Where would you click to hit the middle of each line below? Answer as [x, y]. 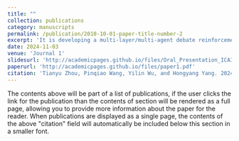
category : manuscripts [41, 27]
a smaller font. [28, 131]
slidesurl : [23, 60]
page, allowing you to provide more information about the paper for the [111, 108]
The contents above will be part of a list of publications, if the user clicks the [119, 94]
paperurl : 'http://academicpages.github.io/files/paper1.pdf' [101, 67]
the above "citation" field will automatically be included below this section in [119, 123]
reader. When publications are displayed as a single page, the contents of [115, 116]
